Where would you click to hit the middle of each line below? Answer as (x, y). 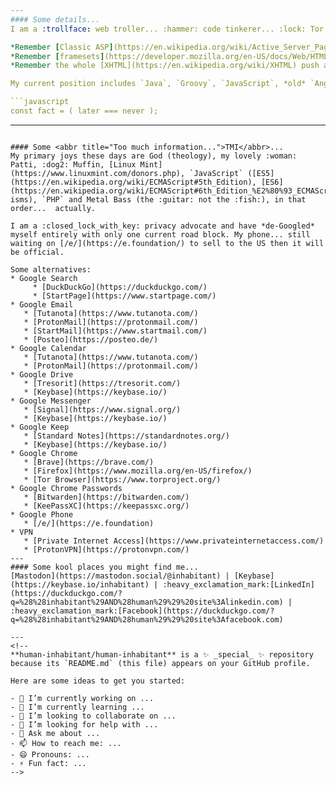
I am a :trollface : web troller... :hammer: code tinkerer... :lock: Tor (167, 29)
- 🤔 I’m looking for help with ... (84, 724)
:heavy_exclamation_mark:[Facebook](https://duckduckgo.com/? (142, 611)
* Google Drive (42, 374)
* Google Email (42, 304)
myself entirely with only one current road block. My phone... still (160, 234)
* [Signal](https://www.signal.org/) (102, 409)
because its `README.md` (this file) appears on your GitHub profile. (160, 663)
